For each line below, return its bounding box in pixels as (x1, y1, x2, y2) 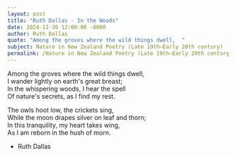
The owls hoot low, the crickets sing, (7, 106, 114, 114)
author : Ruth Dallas (7, 30, 69, 38)
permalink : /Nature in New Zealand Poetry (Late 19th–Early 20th (7, 50, 204, 57)
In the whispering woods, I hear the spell (7, 84, 126, 93)
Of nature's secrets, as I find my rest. (7, 91, 115, 100)
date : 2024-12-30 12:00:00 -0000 (7, 23, 106, 30)
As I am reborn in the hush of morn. (7, 128, 111, 137)
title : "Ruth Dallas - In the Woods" (7, 17, 119, 24)
